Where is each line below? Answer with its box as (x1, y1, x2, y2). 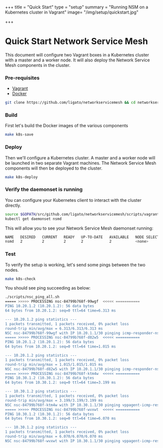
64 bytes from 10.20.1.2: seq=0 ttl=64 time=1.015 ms (5, 344, 116, 349)
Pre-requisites (5, 74, 40, 81)
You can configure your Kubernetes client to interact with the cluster (5, 197, 142, 203)
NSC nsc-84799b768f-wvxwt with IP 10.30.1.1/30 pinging (5, 438, 120, 443)
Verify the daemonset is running (5, 186, 83, 193)
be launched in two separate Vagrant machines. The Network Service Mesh (5, 160, 157, 166)
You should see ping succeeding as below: (5, 285, 91, 291)
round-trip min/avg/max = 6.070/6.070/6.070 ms (5, 434, 103, 439)
